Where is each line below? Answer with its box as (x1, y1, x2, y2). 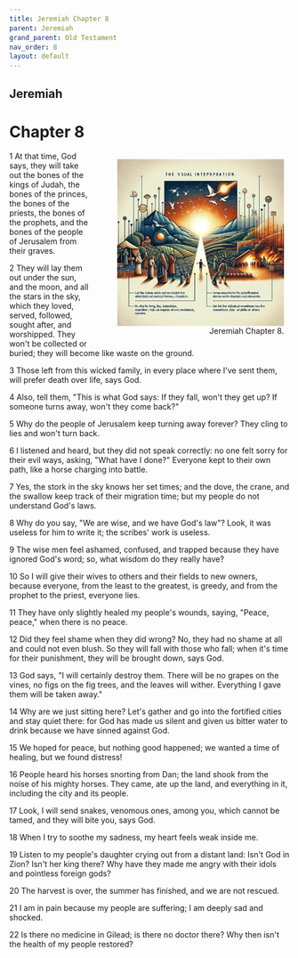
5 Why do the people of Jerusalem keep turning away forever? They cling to (9, 418, 288, 429)
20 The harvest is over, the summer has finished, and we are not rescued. (9, 886, 280, 897)
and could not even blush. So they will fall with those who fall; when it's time (9, 644, 289, 654)
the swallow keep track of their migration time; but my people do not (9, 491, 260, 502)
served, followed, (9, 310, 73, 321)
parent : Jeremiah (9, 23, 74, 33)
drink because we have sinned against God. (9, 726, 171, 736)
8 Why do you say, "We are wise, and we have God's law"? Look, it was (9, 517, 271, 529)
